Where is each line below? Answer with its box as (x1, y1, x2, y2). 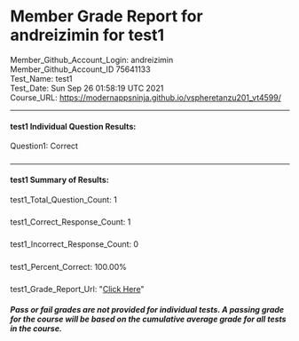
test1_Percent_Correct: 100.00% (10, 261, 127, 272)
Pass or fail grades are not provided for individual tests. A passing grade (10, 304, 285, 314)
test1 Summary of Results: (10, 175, 109, 186)
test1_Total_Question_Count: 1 (10, 194, 118, 205)
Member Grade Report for (10, 6, 203, 27)
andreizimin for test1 (10, 25, 165, 45)
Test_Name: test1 (10, 73, 74, 83)
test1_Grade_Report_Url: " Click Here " (10, 284, 145, 295)
